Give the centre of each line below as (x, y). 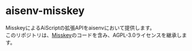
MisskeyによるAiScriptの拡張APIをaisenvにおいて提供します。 (80, 28)
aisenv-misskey (45, 11)
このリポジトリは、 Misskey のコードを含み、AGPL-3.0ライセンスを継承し (94, 35)
